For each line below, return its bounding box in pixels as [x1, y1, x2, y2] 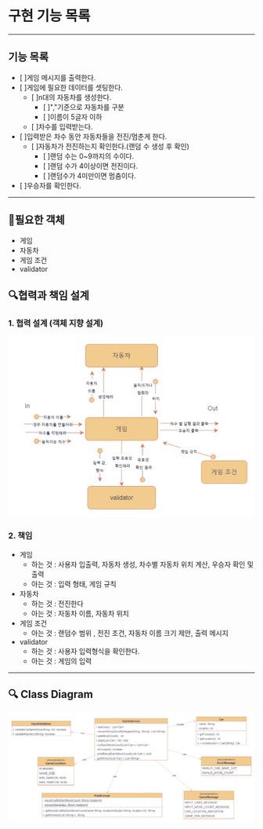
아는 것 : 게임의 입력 [31, 656, 92, 666]
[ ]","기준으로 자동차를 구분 [42, 102, 124, 111]
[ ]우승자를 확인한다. [19, 181, 81, 190]
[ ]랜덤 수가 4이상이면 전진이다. [42, 161, 139, 170]
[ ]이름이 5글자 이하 [42, 111, 103, 122]
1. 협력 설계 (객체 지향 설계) [8, 317, 104, 328]
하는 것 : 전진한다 [31, 598, 84, 608]
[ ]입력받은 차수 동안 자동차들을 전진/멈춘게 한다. [19, 131, 168, 141]
